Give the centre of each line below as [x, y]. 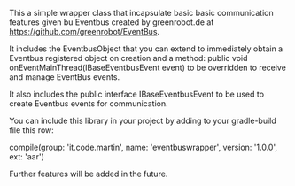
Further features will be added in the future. [89, 174]
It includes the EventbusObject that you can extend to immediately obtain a [146, 49]
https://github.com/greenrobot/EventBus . [85, 31]
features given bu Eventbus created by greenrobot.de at [112, 22]
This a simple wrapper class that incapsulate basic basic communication [142, 13]
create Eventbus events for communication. [89, 104]
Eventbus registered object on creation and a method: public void [128, 58]
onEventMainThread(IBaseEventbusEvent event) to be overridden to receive [147, 67]
